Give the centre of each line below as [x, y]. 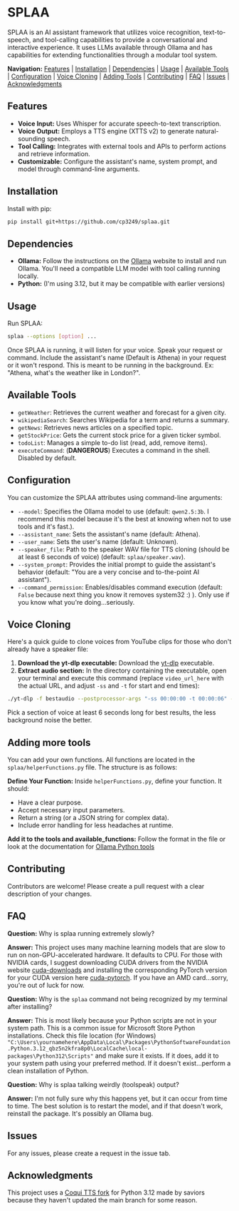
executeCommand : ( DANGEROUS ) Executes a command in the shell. [114, 450]
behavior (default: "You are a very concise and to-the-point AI [108, 572]
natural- [207, 131]
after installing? [30, 1006]
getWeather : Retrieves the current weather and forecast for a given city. [122, 412]
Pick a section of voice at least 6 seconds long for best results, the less [112, 712]
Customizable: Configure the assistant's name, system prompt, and [117, 161]
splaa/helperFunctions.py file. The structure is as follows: [92, 767]
